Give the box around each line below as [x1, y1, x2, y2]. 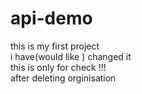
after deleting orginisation [10, 72, 117, 84]
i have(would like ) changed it [10, 50, 132, 62]
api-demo [10, 7, 93, 30]
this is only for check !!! [10, 61, 107, 73]
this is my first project [10, 40, 100, 52]
